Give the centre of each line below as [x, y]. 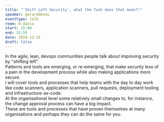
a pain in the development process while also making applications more [78, 72]
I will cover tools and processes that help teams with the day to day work [79, 82]
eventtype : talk [22, 19]
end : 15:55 [16, 33]
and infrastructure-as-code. [34, 93]
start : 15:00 [19, 28]
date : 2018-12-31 [23, 38]
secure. [13, 77]
